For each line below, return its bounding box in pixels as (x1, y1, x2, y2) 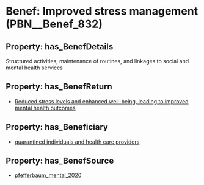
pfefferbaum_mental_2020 (14, 172, 82, 179)
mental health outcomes (14, 104, 76, 111)
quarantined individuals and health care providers (14, 138, 140, 145)
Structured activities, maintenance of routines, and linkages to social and (5, 58, 189, 65)
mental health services (5, 64, 64, 71)
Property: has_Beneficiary (5, 122, 108, 132)
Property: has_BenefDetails (5, 41, 114, 52)
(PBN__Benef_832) (5, 17, 103, 31)
